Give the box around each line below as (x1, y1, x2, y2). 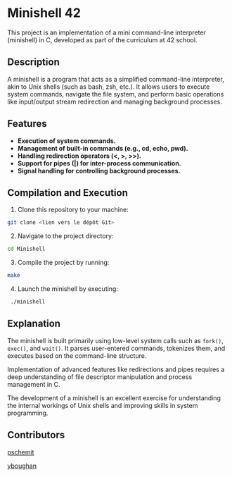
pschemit (7, 447, 34, 456)
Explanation (7, 318, 61, 330)
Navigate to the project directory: (17, 232, 114, 240)
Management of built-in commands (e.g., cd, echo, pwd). (17, 144, 188, 152)
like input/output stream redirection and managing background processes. (7, 97, 223, 106)
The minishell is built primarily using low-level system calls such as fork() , (7, 336, 224, 345)
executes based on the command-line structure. (7, 351, 147, 360)
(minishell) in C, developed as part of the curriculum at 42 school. (7, 35, 198, 44)
